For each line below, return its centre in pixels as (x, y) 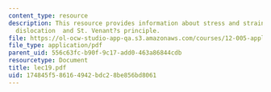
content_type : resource (48, 16)
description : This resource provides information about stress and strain (137, 23)
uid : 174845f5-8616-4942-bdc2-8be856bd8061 (83, 75)
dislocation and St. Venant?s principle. (88, 30)
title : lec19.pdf (38, 68)
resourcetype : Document (48, 61)
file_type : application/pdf (56, 46)
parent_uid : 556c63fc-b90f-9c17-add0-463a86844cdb (95, 53)
